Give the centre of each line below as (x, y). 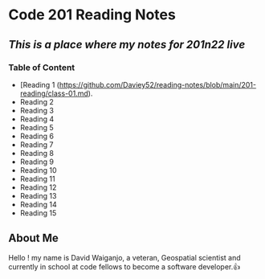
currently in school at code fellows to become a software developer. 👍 (124, 266)
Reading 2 (37, 101)
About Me (33, 238)
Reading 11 (37, 178)
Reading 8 (37, 153)
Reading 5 (37, 127)
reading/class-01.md (54, 93)
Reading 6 (37, 136)
